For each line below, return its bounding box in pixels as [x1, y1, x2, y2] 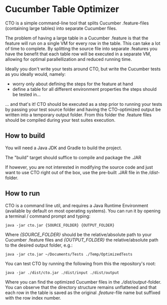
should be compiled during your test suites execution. [5, 117, 116, 123]
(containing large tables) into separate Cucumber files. [5, 25, 117, 31]
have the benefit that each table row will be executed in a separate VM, [5, 51, 152, 57]
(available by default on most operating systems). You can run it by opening [5, 208, 161, 214]
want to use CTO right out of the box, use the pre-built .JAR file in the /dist [5, 169, 158, 175]
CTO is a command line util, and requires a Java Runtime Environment [5, 202, 149, 208]
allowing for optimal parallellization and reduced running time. [5, 56, 132, 62]
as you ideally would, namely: [5, 71, 66, 77]
